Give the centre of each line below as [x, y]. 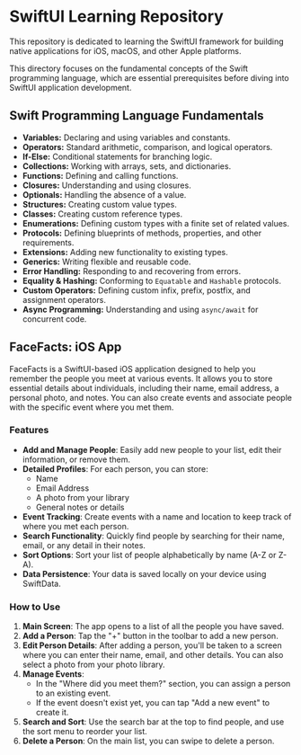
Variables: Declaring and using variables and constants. [126, 138]
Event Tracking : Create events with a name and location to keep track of [157, 516]
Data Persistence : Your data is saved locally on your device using [144, 573]
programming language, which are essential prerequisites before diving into [149, 77]
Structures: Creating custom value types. [99, 204]
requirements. [48, 242]
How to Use [35, 607]
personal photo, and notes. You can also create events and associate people [150, 397]
